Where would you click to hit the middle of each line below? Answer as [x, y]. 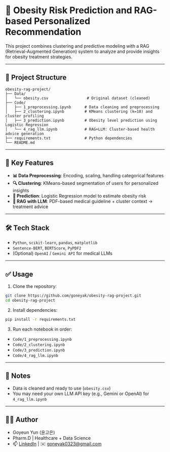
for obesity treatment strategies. [39, 57]
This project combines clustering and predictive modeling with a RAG [77, 46]
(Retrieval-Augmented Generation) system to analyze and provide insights [82, 51]
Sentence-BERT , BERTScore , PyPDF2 [47, 248]
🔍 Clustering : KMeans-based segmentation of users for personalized [85, 183]
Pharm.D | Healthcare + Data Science [52, 438]
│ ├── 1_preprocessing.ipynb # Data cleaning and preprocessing [82, 107]
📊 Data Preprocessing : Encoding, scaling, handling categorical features [88, 175]
